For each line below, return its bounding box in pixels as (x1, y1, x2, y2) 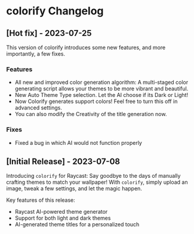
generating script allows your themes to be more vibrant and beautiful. (14, 85, 189, 92)
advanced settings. (14, 104, 63, 111)
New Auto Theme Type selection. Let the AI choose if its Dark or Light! (14, 92, 189, 99)
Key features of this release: (6, 196, 76, 204)
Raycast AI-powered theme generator (14, 208, 108, 215)
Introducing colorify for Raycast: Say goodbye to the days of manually (6, 172, 181, 180)
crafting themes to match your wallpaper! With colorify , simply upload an (6, 178, 188, 186)
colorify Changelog (6, 4, 104, 18)
